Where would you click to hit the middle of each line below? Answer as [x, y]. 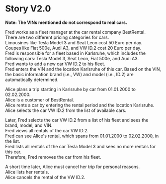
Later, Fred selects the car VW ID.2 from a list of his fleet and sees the [77, 120]
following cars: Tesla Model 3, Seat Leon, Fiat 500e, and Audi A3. [72, 58]
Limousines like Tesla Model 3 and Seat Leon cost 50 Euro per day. [74, 42]
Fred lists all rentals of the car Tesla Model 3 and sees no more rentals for [81, 146]
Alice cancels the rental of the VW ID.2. [45, 177]
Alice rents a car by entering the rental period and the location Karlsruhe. [80, 105]
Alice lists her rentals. [27, 172]
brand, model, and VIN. [29, 125]
